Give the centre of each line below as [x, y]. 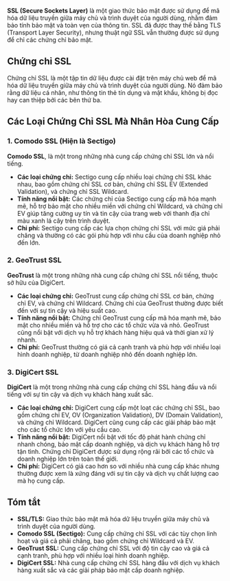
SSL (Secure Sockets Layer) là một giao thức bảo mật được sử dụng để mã [113, 11]
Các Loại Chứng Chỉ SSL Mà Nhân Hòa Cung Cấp [113, 121]
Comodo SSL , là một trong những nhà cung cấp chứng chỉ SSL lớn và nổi [111, 156]
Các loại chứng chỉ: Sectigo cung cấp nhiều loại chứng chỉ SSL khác [114, 177]
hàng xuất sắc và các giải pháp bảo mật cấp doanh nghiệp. [101, 570]
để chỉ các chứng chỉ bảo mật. [50, 40]
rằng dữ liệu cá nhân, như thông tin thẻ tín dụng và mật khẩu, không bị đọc [113, 92]
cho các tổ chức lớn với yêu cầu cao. [69, 430]
